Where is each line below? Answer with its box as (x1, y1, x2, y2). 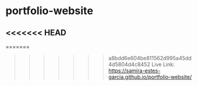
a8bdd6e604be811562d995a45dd (108, 55, 192, 61)
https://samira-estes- (108, 67, 161, 74)
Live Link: (151, 61, 175, 68)
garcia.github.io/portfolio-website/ (108, 74, 192, 80)
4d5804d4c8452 (108, 61, 151, 68)
